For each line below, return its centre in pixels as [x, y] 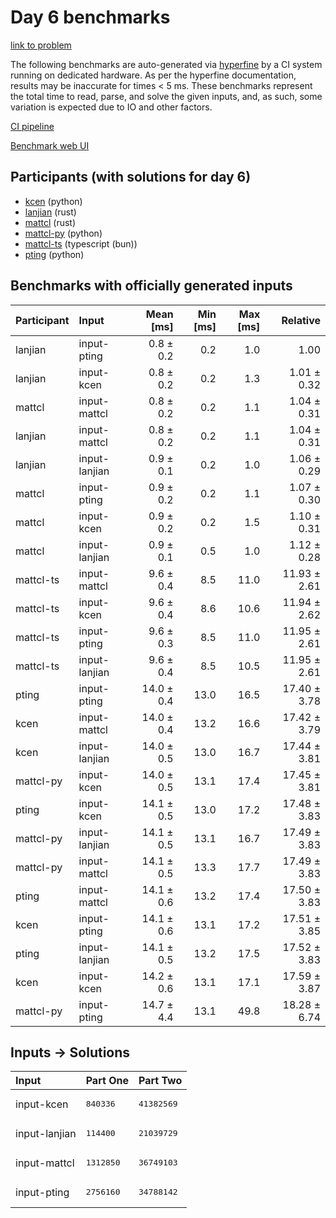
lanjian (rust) [50, 212]
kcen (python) [53, 201]
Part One [107, 1081]
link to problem [41, 45]
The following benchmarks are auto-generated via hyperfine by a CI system [166, 64]
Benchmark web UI [50, 145]
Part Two [160, 1081]
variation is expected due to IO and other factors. [111, 107]
